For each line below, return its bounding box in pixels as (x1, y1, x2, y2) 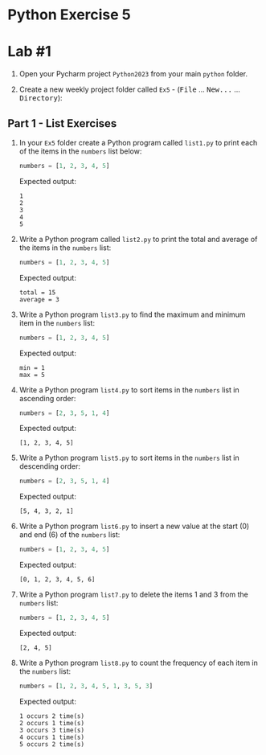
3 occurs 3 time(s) (18, 726, 85, 734)
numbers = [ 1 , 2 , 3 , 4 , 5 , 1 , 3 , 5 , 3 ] (18, 682, 153, 691)
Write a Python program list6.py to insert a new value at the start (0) (18, 521, 250, 531)
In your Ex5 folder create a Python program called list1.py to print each (18, 137, 258, 147)
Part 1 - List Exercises (7, 117, 117, 130)
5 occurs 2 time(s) (18, 740, 85, 749)
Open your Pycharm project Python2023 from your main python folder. (18, 69, 248, 79)
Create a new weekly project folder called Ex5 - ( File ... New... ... (18, 84, 240, 94)
